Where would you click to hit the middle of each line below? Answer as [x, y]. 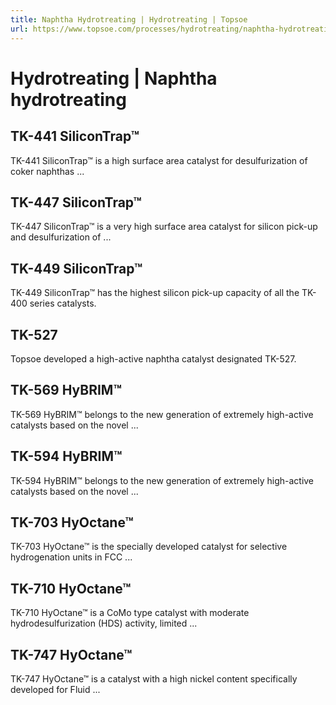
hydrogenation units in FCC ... [71, 557]
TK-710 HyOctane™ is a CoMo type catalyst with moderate [130, 613]
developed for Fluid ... [55, 689]
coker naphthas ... [47, 171]
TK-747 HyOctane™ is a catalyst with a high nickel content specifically [154, 679]
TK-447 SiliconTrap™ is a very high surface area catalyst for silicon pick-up [164, 227]
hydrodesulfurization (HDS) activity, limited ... [104, 623]
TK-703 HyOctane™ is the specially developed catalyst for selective [149, 547]
